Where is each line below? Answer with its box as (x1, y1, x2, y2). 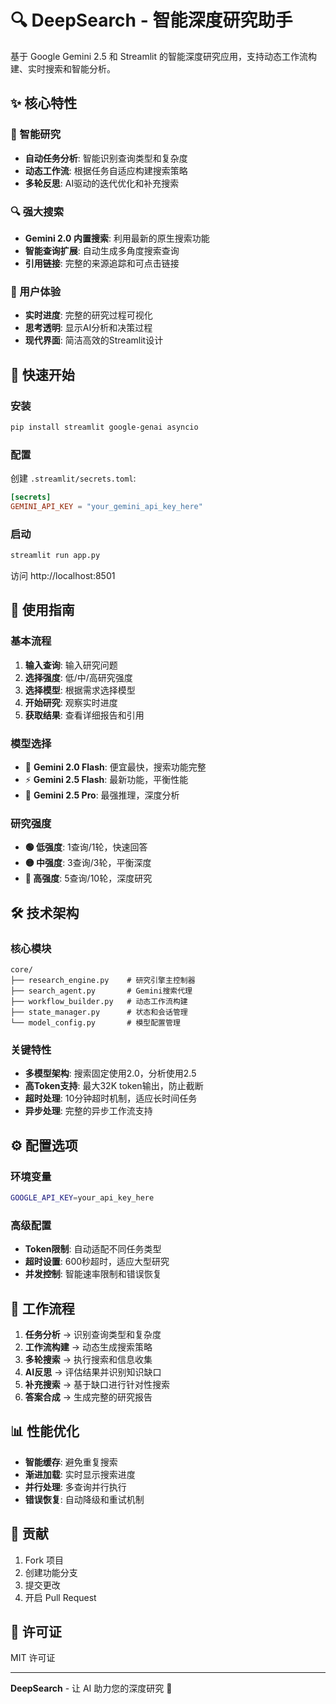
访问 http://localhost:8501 (10, 570, 116, 581)
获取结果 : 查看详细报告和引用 (24, 709, 145, 721)
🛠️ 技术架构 (10, 904, 80, 921)
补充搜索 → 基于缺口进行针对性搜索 (24, 1378, 171, 1390)
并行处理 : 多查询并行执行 (24, 1481, 127, 1493)
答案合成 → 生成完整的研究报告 (24, 1391, 153, 1403)
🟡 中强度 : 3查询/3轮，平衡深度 (24, 857, 152, 869)
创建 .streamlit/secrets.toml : (10, 472, 137, 485)
